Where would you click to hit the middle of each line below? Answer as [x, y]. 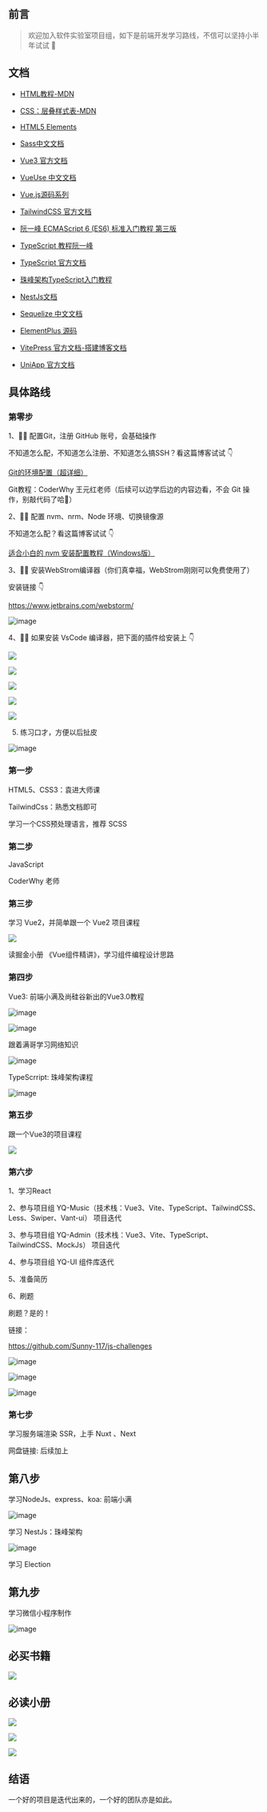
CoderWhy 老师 [34, 880]
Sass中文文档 [42, 143]
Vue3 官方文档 [44, 160]
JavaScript [26, 864]
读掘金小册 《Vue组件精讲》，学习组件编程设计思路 [91, 955]
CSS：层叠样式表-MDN [58, 111]
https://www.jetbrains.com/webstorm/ [71, 606]
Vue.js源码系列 [44, 194]
